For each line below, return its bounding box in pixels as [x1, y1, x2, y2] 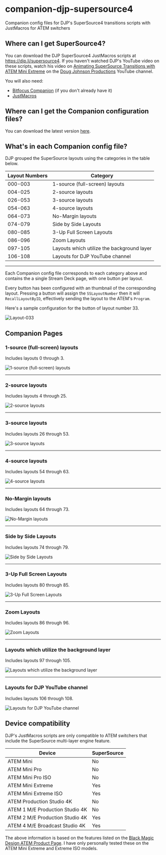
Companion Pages [5, 329, 63, 337]
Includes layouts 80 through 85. [5, 582, 70, 588]
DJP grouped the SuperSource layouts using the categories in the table [5, 155, 150, 161]
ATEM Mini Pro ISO [7, 774, 51, 781]
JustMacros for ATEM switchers [5, 25, 71, 31]
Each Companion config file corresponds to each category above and [5, 270, 147, 276]
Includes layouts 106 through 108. [5, 695, 74, 701]
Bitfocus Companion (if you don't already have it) [12, 88, 113, 93]
